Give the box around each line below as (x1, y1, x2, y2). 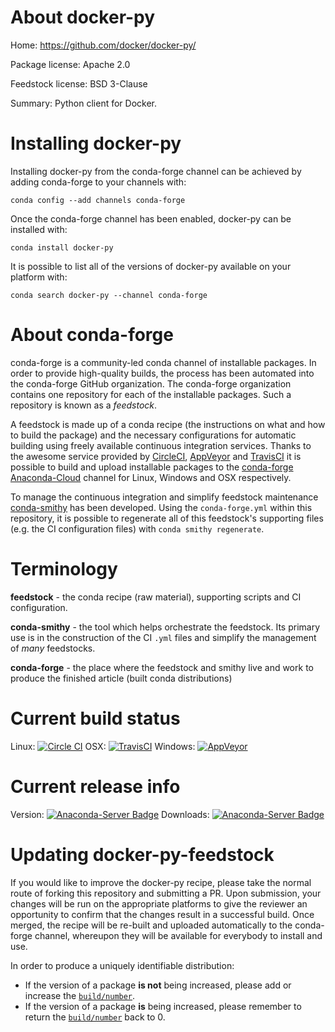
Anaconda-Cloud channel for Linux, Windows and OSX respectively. (10, 471, 292, 483)
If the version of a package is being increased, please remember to (24, 1000, 302, 1012)
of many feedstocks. (10, 642, 96, 654)
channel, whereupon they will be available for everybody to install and (34, 929, 323, 941)
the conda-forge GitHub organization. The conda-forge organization (10, 377, 292, 390)
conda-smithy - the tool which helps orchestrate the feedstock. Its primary (10, 621, 321, 633)
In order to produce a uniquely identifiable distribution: (10, 959, 235, 971)
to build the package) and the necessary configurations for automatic (10, 429, 297, 441)
